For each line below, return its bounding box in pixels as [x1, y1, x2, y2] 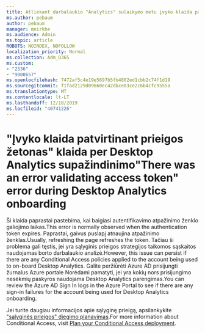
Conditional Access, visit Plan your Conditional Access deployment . [6, 320, 176, 327]
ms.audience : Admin [6, 32, 56, 38]
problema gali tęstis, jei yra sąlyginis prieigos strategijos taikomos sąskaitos [6, 243, 196, 251]
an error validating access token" [6, 170, 179, 185]
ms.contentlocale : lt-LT [6, 94, 70, 100]
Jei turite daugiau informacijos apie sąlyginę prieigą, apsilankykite [6, 307, 172, 314]
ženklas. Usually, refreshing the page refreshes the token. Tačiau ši [6, 236, 174, 244]
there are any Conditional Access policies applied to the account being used [6, 256, 198, 263]
